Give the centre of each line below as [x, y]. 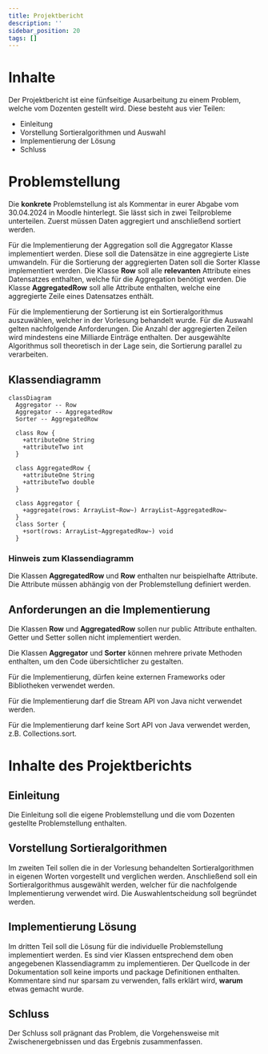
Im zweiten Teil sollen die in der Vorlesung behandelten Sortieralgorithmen [131, 867]
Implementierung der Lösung [68, 141]
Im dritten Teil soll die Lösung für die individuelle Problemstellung [116, 946]
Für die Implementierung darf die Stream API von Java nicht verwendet [125, 701]
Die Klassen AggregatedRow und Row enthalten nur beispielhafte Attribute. [133, 576]
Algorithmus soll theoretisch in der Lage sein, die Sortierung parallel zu [125, 346]
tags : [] [23, 38]
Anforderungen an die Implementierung [109, 610]
